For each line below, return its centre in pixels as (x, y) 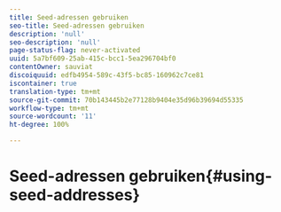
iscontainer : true (43, 83)
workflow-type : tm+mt (49, 108)
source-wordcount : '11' (53, 116)
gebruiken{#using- (200, 176)
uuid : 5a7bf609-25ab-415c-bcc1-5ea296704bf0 (93, 59)
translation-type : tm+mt (55, 91)
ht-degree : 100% (39, 125)
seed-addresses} (74, 195)
